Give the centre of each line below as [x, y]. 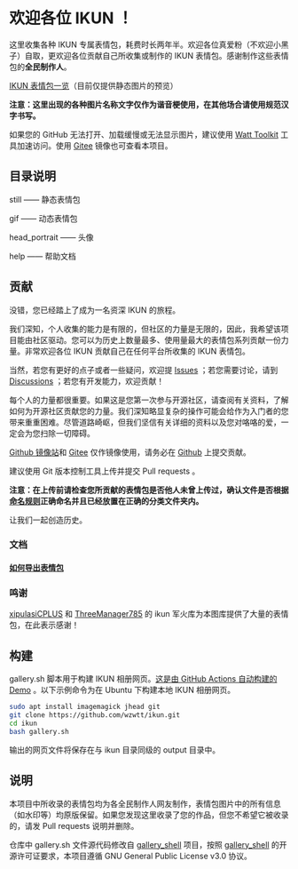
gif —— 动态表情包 [43, 218]
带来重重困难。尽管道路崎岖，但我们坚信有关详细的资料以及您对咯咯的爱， [145, 422]
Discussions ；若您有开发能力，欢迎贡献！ [87, 381]
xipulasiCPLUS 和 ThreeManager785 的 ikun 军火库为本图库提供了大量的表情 [149, 614]
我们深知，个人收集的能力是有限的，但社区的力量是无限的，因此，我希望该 [145, 329]
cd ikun [24, 723]
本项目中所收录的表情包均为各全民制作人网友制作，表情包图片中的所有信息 [145, 803]
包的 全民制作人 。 [40, 67]
